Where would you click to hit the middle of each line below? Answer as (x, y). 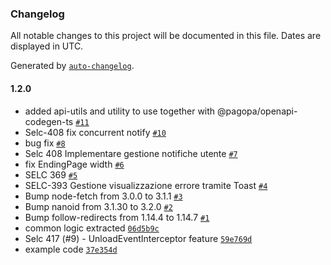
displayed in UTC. (47, 46)
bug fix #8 (45, 143)
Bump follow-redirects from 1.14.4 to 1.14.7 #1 (117, 217)
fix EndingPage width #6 (74, 164)
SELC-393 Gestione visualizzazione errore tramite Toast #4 (146, 185)
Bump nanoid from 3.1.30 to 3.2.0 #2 (98, 206)
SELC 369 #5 (51, 174)
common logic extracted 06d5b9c (92, 228)
